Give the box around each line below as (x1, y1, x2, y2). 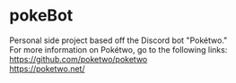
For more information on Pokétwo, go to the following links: (9, 44, 228, 54)
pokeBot (9, 5, 74, 26)
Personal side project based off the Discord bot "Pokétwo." (9, 35, 228, 46)
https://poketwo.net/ (9, 63, 85, 74)
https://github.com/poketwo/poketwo (9, 54, 148, 64)
